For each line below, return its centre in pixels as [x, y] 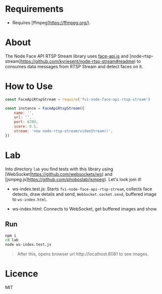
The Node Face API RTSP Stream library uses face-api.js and [67, 56]
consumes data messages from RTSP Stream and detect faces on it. [74, 66]
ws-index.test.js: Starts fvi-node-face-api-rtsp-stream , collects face [82, 189]
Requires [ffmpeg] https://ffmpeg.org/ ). [51, 23]
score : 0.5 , [26, 127]
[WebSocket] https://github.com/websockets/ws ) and [59, 174]
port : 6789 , [26, 122]
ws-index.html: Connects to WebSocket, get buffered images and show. [85, 209]
